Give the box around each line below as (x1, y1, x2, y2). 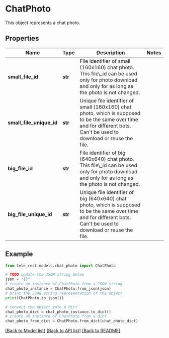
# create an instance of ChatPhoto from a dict (5, 314, 107, 319)
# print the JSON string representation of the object (5, 291, 123, 296)
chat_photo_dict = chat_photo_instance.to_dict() (5, 309, 112, 314)
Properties (5, 34, 39, 43)
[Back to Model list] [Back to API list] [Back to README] (5, 327, 121, 334)
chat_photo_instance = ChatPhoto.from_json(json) (5, 286, 112, 291)
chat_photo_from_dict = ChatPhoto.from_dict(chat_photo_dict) (5, 318, 138, 324)
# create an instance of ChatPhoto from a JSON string (5, 282, 123, 287)
